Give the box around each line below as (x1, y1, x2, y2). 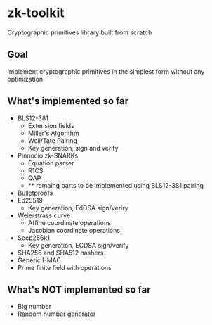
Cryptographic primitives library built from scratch (7, 28, 152, 37)
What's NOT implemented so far (7, 283, 151, 295)
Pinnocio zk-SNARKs (17, 151, 79, 160)
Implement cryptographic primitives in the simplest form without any (7, 67, 205, 75)
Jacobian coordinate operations (27, 226, 121, 234)
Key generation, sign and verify (27, 144, 119, 152)
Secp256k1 (17, 234, 51, 242)
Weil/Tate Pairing (27, 136, 77, 145)
